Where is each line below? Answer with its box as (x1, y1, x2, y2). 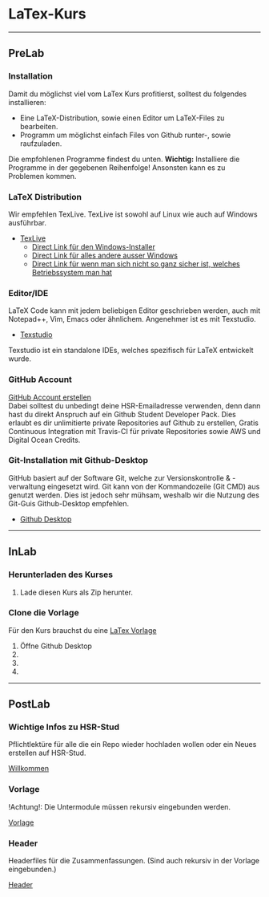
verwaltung (8, 481, 46, 491)
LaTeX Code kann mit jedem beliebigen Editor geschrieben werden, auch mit (8, 306, 261, 315)
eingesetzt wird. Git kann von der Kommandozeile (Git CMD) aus (46, 481, 260, 491)
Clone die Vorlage (8, 607, 79, 619)
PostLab (8, 697, 50, 711)
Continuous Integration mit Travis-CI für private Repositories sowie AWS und (8, 426, 261, 436)
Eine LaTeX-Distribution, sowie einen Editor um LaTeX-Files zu (19, 113, 225, 123)
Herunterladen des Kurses (8, 569, 114, 580)
